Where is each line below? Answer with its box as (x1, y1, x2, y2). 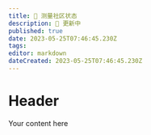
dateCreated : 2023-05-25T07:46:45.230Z (8, 57, 143, 65)
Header (8, 92, 59, 110)
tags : (8, 42, 27, 50)
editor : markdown (8, 49, 67, 57)
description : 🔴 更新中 (8, 19, 82, 27)
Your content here (8, 118, 69, 128)
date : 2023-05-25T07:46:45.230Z (8, 34, 117, 43)
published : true (8, 27, 63, 35)
